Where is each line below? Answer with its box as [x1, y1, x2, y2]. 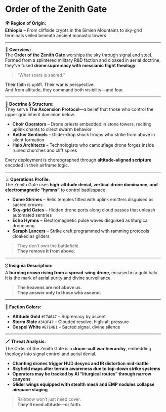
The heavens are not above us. [17, 284, 83, 290]
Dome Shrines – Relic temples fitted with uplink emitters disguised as [12, 196, 154, 202]
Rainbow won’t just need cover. [17, 396, 82, 402]
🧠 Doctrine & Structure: [5, 101, 54, 107]
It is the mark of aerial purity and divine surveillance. [5, 275, 112, 281]
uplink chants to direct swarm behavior [12, 126, 92, 132]
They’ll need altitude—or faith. [17, 401, 82, 407]
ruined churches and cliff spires [12, 147, 78, 153]
